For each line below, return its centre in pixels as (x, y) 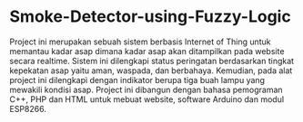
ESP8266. (28, 108)
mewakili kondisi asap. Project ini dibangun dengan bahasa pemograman (146, 89)
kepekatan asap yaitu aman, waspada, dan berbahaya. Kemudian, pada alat (151, 70)
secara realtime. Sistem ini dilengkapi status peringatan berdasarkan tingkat (151, 61)
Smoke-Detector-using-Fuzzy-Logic (150, 17)
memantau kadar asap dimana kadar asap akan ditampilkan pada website (147, 51)
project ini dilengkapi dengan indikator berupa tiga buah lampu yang (137, 80)
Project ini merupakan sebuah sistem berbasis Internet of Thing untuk (140, 42)
